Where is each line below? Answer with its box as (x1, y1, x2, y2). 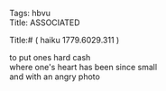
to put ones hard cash (9, 52, 91, 62)
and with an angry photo (9, 71, 101, 82)
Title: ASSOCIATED (9, 17, 80, 28)
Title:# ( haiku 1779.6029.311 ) (9, 35, 120, 45)
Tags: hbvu (9, 8, 51, 18)
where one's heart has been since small (9, 62, 158, 72)
